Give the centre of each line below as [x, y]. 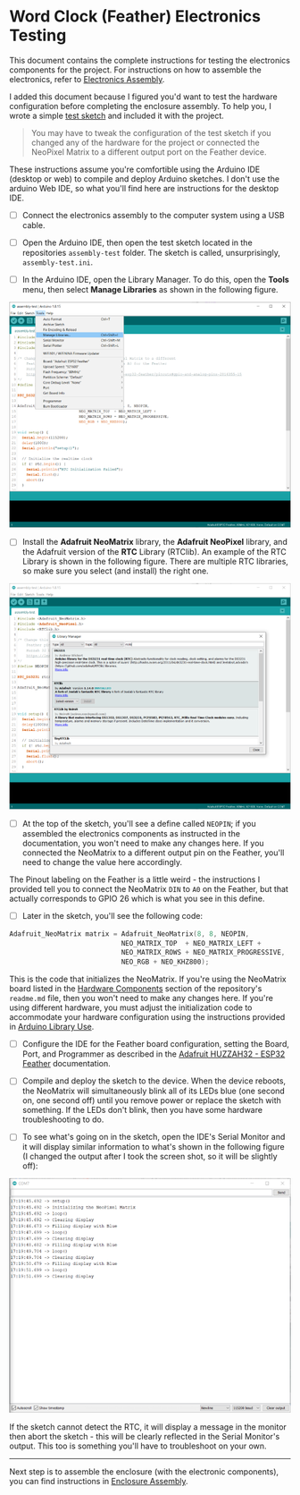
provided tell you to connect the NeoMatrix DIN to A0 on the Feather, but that [149, 888]
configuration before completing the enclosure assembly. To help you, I [141, 106]
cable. [33, 225]
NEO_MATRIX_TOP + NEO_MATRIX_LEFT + [191, 943]
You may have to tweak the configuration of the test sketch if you [151, 132]
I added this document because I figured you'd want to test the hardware [144, 97]
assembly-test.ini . [58, 262]
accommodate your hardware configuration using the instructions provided [147, 1017]
